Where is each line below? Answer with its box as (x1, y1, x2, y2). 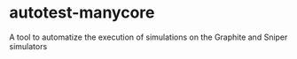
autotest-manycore (9, 3, 155, 23)
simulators (9, 41, 48, 51)
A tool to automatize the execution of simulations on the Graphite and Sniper (9, 32, 288, 42)
